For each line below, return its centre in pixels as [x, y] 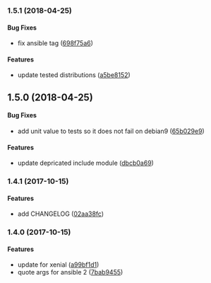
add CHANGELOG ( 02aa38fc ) [61, 214]
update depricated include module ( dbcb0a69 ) [85, 163]
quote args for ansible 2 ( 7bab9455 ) [70, 272]
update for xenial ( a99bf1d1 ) [58, 265]
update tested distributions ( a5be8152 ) [74, 75]
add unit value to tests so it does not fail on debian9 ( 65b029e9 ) [111, 131]
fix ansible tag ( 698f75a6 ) [55, 43]
